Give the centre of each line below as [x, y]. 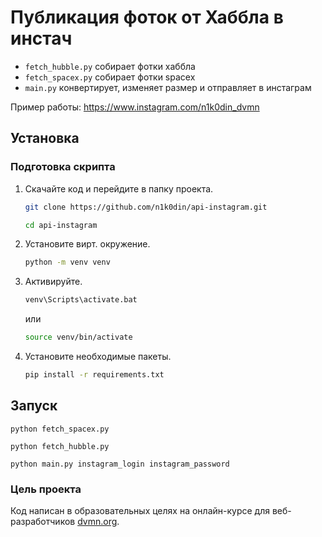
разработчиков [43, 521]
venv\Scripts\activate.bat [81, 300]
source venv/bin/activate [78, 337]
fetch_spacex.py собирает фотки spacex [110, 77]
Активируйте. [53, 282]
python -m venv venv [67, 262]
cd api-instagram [61, 225]
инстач [41, 38]
